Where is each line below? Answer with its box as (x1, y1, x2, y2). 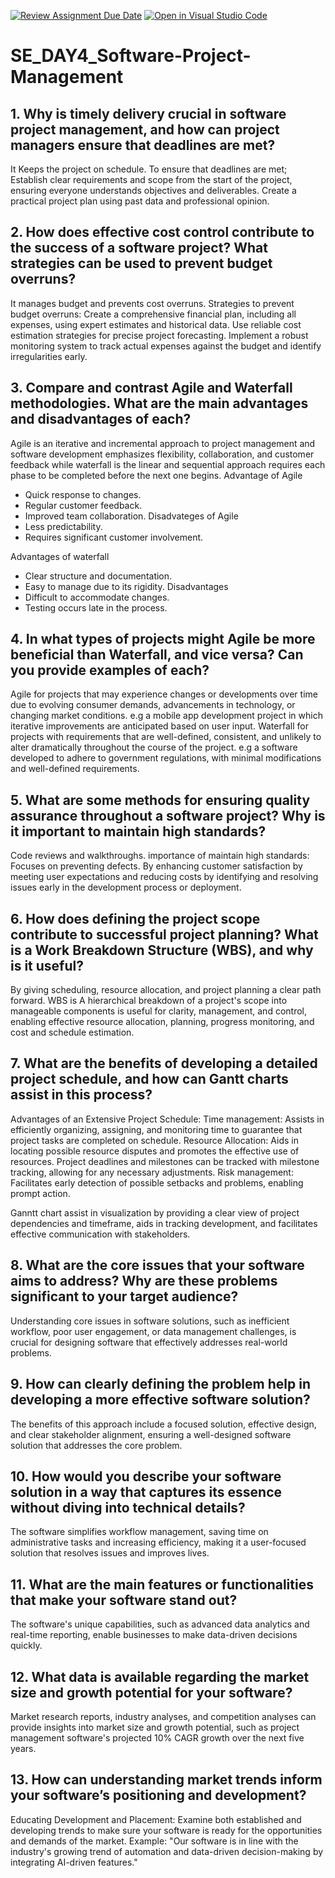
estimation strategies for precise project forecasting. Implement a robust (10, 329, 309, 341)
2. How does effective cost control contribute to (10, 224, 315, 241)
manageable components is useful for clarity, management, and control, (10, 1005, 307, 1017)
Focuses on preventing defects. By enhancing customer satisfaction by (10, 860, 303, 872)
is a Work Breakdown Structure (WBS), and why (10, 941, 314, 959)
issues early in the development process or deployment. (10, 881, 242, 894)
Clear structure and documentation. (24, 570, 173, 582)
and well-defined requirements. (10, 763, 140, 775)
